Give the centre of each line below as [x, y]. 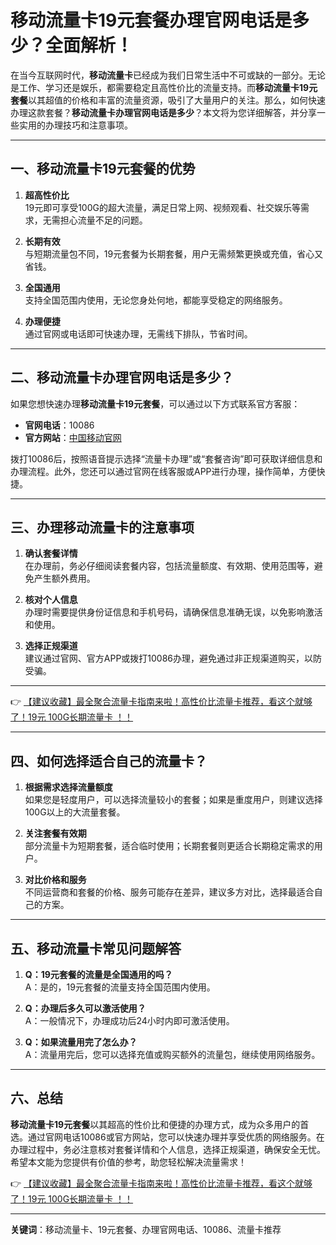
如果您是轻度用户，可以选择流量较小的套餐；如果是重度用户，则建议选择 [173, 800]
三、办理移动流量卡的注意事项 [102, 527]
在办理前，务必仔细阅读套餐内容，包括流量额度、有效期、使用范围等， [169, 566]
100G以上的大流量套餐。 [75, 812]
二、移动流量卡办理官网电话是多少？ [122, 377]
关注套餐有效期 [55, 833]
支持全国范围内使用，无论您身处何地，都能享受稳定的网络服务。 [156, 300]
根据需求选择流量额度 [68, 787]
